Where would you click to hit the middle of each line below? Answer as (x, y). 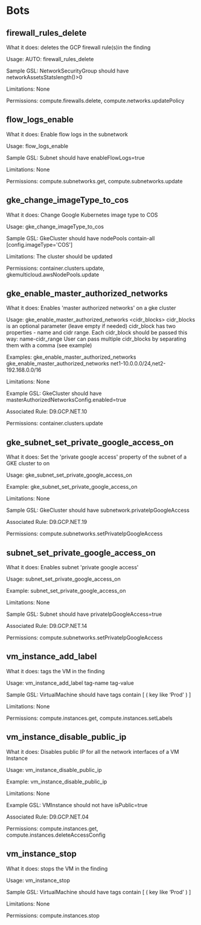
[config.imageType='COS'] (40, 244)
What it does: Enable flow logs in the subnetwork (67, 134)
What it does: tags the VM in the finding (56, 671)
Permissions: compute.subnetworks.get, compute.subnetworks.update (94, 181)
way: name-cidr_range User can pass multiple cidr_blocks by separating (96, 339)
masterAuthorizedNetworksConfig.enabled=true (66, 400)
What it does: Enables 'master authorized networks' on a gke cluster (91, 308)
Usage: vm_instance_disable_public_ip (54, 770)
